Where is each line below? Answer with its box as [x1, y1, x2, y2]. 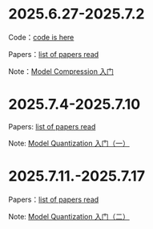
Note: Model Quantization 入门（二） [8, 211, 130, 221]
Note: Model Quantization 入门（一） [8, 138, 130, 148]
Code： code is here [8, 32, 74, 42]
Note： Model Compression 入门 [8, 66, 115, 76]
